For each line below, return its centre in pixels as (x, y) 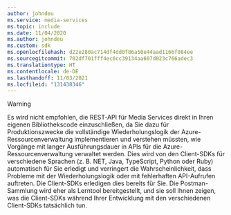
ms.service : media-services (48, 20)
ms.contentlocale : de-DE (43, 71)
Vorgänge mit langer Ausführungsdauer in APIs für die (84, 147)
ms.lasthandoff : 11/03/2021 (48, 78)
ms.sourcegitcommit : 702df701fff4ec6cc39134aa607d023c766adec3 (100, 59)
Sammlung (22, 191)
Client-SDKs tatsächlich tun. (47, 205)
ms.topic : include (34, 26)
